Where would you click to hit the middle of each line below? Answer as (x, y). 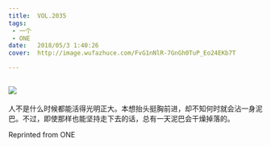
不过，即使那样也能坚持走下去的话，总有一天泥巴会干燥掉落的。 (128, 118)
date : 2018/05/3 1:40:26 (54, 46)
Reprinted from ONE (42, 134)
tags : (17, 23)
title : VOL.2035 (38, 16)
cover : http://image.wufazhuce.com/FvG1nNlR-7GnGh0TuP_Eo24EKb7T (122, 53)
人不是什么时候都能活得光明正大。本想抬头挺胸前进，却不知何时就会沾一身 (132, 108)
